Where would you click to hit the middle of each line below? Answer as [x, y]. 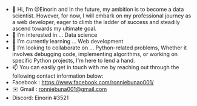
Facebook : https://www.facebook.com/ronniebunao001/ [83, 82]
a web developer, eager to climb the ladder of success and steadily [96, 22]
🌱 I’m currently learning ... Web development [68, 41]
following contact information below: [58, 76]
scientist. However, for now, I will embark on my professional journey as [102, 16]
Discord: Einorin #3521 [40, 98]
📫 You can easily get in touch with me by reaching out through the [95, 67]
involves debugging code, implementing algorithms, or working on [95, 54]
